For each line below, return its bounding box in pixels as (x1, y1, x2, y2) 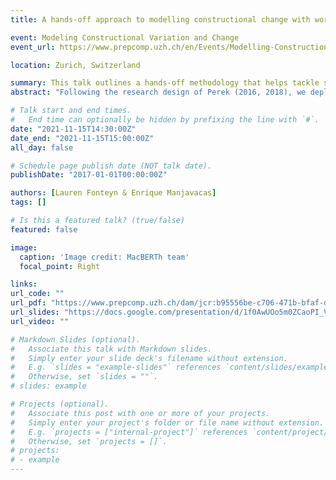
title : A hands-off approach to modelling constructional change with (10, 14, 311, 25)
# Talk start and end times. (10, 106, 132, 116)
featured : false (10, 224, 78, 235)
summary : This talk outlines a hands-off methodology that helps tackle (10, 78, 320, 88)
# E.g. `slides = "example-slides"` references (10, 362, 222, 373)
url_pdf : (10, 298, 47, 308)
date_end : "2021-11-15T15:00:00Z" (10, 133, 155, 143)
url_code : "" (10, 289, 65, 299)
